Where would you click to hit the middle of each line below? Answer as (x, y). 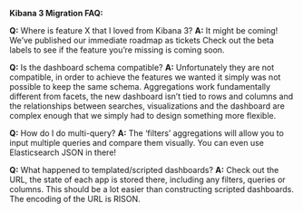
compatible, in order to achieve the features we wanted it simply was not (145, 77)
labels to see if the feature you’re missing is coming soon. (117, 50)
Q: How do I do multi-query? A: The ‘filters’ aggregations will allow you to (147, 133)
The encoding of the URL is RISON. (75, 199)
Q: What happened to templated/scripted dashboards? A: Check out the (144, 170)
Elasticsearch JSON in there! (63, 152)
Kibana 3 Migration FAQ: (56, 13)
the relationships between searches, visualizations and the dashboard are (147, 106)
